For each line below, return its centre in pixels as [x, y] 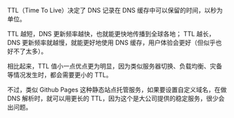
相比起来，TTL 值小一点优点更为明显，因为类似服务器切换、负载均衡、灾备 [115, 66]
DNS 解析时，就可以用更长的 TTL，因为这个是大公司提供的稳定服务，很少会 [116, 98]
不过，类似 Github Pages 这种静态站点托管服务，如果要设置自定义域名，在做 [117, 90]
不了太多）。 [30, 51]
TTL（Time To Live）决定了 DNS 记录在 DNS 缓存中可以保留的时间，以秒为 [115, 10]
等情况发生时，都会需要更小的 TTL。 [60, 75]
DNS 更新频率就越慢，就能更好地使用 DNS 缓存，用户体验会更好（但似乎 [112, 43]
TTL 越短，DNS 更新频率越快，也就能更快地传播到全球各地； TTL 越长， [111, 34]
